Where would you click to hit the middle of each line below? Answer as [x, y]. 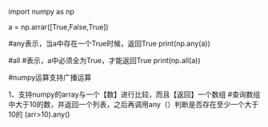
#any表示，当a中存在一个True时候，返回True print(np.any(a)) [109, 44]
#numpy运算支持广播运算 [50, 77]
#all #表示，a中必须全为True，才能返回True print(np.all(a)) [105, 60]
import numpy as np [41, 12]
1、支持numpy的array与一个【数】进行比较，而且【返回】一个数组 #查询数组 [134, 94]
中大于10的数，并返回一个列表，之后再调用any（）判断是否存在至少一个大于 [134, 104]
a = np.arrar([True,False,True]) [59, 27]
